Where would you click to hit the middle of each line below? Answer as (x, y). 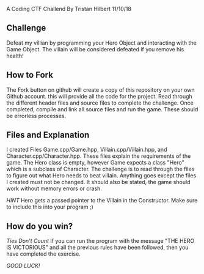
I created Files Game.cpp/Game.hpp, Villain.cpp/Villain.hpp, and (87, 150)
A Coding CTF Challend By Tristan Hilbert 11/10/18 (69, 9)
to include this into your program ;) (50, 207)
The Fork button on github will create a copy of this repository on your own (101, 90)
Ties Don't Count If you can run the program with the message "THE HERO (100, 241)
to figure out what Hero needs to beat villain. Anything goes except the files (101, 176)
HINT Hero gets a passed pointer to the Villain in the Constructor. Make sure (102, 201)
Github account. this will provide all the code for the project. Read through (99, 96)
